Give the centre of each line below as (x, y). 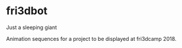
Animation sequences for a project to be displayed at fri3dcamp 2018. (91, 39)
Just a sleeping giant (32, 27)
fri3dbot (27, 11)
